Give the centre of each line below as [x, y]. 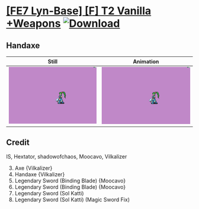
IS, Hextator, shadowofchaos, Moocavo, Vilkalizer [67, 157]
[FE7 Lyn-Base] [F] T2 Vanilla [79, 11]
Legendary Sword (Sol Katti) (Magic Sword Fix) [72, 199]
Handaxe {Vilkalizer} [40, 175]
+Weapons [33, 23]
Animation [146, 61]
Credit [18, 142]
